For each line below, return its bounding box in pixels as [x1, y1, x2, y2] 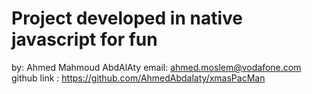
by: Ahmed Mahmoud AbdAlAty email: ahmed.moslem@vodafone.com [11, 61, 302, 73]
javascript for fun [11, 28, 158, 51]
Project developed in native [11, 7, 243, 30]
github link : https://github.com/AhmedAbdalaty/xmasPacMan [11, 72, 266, 84]
